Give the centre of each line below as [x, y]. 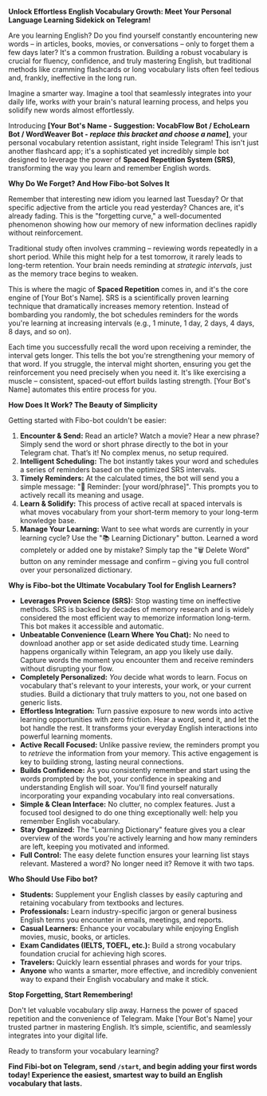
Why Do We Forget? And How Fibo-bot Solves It [89, 183]
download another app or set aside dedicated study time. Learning [129, 643]
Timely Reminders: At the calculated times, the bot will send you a [129, 478]
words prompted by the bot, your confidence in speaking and [120, 779]
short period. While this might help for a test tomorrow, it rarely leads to [126, 257]
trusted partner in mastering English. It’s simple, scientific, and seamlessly [130, 1027]
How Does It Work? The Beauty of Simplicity [83, 405]
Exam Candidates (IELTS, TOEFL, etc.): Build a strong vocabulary [128, 945]
